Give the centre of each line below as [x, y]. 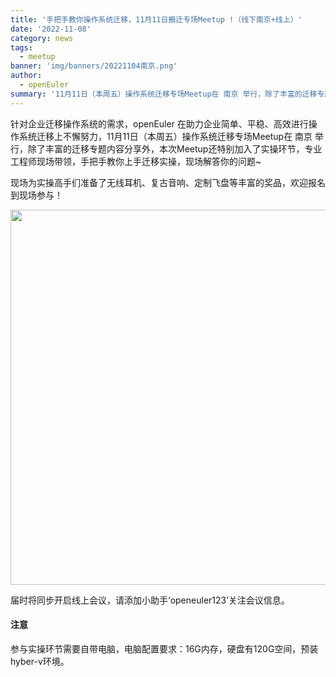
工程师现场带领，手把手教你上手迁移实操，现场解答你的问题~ [136, 161]
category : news [42, 38]
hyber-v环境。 [40, 661]
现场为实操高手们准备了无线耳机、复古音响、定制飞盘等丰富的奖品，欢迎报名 [168, 182]
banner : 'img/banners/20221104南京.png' [94, 66]
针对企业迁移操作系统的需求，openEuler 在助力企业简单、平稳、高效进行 [159, 123]
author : [26, 76]
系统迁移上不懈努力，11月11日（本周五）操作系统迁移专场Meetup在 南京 [165, 136]
